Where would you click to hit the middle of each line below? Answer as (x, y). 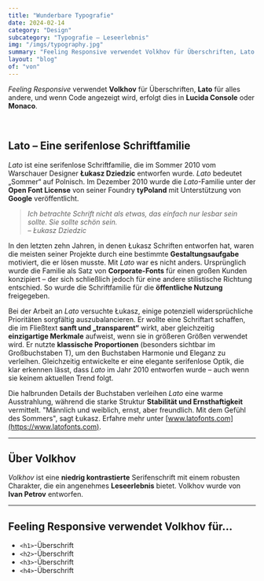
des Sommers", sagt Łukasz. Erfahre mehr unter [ (88, 418)
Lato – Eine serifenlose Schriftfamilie (99, 146)
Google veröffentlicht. (44, 198)
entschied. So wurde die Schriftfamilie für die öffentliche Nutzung (115, 287)
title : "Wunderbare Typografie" (61, 15)
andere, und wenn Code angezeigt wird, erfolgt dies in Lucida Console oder (132, 97)
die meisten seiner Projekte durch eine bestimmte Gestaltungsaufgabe (124, 253)
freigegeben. (29, 295)
